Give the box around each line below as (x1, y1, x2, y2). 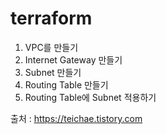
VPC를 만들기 (24, 41, 79, 53)
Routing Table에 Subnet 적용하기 (24, 91, 157, 103)
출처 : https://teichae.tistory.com (10, 112, 143, 124)
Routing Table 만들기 (24, 78, 109, 91)
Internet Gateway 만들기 (24, 53, 123, 66)
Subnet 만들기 (24, 66, 82, 78)
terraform (10, 7, 93, 30)
